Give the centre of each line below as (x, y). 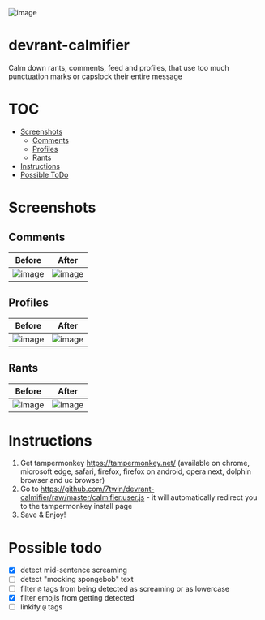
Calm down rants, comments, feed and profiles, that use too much (119, 67)
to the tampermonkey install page (76, 506)
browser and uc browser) (62, 480)
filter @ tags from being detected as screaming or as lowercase (124, 588)
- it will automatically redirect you (202, 497)
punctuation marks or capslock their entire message (95, 76)
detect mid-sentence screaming (74, 570)
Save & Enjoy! (43, 515)
